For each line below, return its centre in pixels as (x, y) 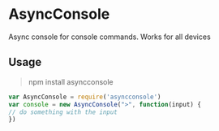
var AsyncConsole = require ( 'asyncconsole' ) (85, 97)
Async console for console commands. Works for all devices (109, 37)
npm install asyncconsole (71, 81)
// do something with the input (63, 112)
